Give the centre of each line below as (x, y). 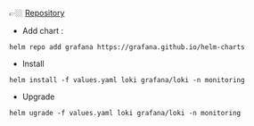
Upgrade (38, 97)
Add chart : (43, 31)
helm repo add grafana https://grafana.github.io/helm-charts (127, 47)
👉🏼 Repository (37, 13)
